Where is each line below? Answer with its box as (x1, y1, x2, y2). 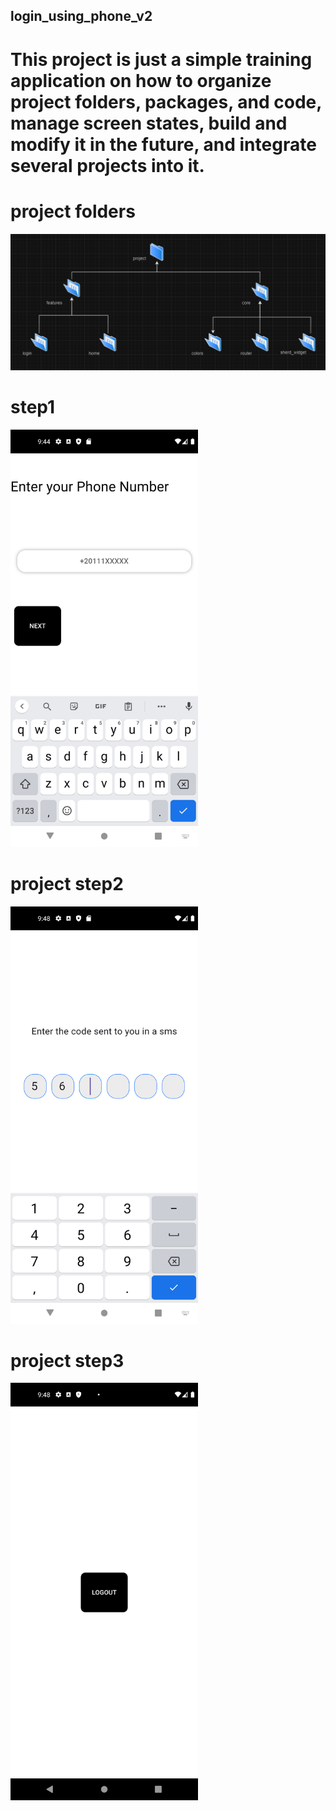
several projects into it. (10, 154, 205, 177)
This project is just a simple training (10, 48, 313, 71)
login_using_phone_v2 (10, 8, 153, 25)
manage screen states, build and (10, 112, 288, 134)
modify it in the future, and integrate (10, 133, 317, 156)
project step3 (10, 1349, 125, 1372)
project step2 (10, 872, 124, 895)
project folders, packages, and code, (10, 90, 322, 113)
